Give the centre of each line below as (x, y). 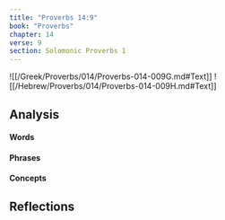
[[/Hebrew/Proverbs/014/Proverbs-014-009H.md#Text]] (113, 86)
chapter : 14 (31, 34)
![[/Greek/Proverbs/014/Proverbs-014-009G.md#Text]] (111, 76)
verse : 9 (26, 43)
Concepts (28, 178)
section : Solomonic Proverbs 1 (68, 51)
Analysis (35, 114)
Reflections (42, 206)
